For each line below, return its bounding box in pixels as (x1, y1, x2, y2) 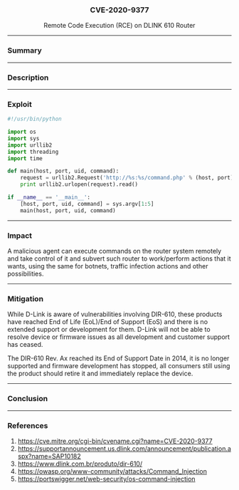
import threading (7, 148, 59, 155)
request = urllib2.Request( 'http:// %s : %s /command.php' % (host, (20, 174, 215, 182)
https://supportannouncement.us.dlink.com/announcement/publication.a (17, 444, 231, 453)
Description (7, 73, 49, 83)
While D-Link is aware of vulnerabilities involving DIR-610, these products (7, 310, 223, 318)
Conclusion (7, 394, 48, 404)
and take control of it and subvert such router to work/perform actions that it (7, 254, 231, 263)
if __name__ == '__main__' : (7, 194, 91, 201)
